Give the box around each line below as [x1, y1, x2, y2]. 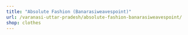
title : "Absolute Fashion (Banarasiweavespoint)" [6, 8, 132, 15]
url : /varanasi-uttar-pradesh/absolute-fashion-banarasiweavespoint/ [6, 14, 183, 20]
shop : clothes [6, 20, 42, 26]
